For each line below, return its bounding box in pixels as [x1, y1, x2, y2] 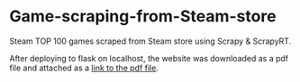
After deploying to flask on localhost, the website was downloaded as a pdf [9, 53, 289, 63]
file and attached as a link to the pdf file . [9, 62, 159, 73]
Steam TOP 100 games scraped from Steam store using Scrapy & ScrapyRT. [9, 36, 292, 46]
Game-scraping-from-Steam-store [9, 6, 277, 27]
